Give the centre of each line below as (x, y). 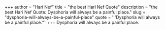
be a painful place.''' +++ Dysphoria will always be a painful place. (72, 22)
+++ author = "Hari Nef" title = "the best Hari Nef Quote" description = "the (81, 7)
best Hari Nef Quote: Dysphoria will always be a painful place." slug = (75, 12)
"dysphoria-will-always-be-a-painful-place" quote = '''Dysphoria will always (82, 17)
